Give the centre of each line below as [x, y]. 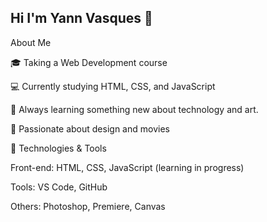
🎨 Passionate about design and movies [90, 128]
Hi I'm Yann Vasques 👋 [81, 18]
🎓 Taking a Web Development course [89, 62]
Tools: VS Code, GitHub [59, 187]
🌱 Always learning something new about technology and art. [134, 109]
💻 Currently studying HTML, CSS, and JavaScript [113, 86]
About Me [31, 42]
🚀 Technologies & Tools [58, 148]
